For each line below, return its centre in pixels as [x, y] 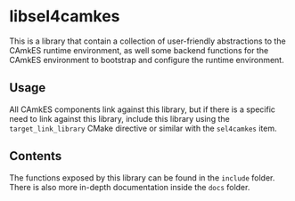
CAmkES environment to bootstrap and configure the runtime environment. [147, 60]
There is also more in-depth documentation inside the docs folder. [130, 187]
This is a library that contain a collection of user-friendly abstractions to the [148, 41]
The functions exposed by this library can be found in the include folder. [142, 177]
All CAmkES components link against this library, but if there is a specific [143, 109]
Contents [36, 156]
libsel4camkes [65, 16]
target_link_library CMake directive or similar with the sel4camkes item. [143, 128]
